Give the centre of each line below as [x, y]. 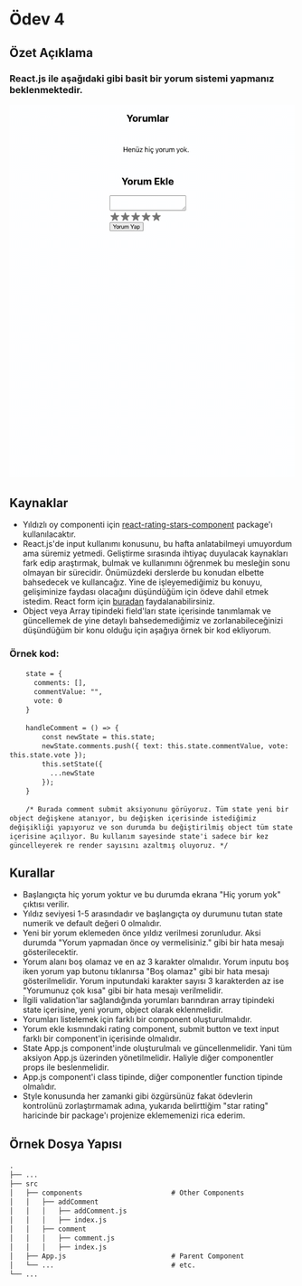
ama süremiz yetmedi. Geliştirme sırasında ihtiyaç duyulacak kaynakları [155, 554]
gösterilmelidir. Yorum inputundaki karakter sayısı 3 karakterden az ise [153, 981]
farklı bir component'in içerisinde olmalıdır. [102, 1038]
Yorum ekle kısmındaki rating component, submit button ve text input [151, 1029]
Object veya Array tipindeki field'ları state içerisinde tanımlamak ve [146, 611]
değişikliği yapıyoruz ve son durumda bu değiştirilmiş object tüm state [151, 827]
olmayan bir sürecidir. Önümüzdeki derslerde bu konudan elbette [143, 573]
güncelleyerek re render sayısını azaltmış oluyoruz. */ [119, 845]
